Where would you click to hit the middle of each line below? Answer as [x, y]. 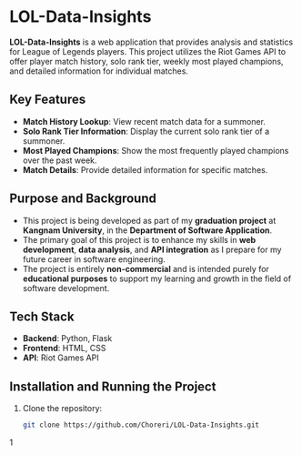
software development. [66, 288]
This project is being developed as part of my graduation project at [149, 220]
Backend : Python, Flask [67, 339]
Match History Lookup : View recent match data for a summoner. [144, 121]
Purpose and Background [83, 199]
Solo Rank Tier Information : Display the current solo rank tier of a [146, 131]
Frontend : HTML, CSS [64, 349]
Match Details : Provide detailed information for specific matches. [145, 169]
